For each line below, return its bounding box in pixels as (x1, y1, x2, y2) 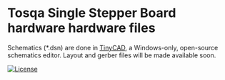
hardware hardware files (7, 20, 156, 36)
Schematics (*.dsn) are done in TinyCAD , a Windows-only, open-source (7, 43, 219, 52)
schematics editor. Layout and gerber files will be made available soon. (7, 51, 216, 59)
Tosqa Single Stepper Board (7, 5, 176, 21)
